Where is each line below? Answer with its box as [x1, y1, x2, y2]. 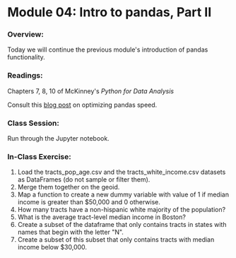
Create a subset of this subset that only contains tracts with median [17, 235, 215, 244]
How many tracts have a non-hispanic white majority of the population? [17, 206, 226, 214]
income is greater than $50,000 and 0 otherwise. [17, 198, 160, 206]
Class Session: [7, 118, 60, 128]
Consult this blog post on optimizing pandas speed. [7, 100, 158, 109]
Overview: [7, 30, 44, 40]
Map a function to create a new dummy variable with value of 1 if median [17, 190, 230, 199]
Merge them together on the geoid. [17, 183, 120, 192]
